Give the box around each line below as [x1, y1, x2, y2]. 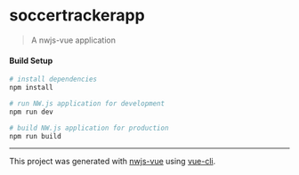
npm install [9, 84, 53, 92]
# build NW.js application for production [9, 123, 169, 132]
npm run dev [9, 107, 53, 116]
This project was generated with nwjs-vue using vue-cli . [9, 156, 216, 167]
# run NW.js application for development [9, 99, 166, 107]
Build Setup [9, 55, 53, 66]
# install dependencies [9, 75, 98, 84]
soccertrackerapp [9, 5, 145, 26]
